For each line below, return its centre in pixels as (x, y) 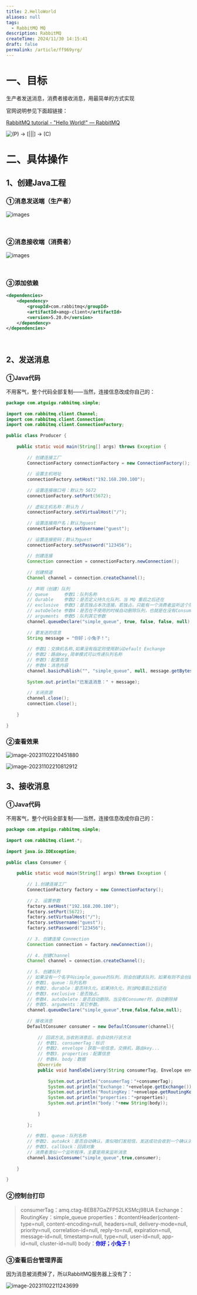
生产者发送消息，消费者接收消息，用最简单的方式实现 (70, 98)
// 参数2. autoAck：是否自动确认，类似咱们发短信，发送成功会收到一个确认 (108, 1141)
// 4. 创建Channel (49, 956)
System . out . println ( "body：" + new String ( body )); (108, 1103)
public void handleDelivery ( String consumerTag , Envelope (110, 1070)
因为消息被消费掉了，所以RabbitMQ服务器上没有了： (69, 1274)
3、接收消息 (28, 786)
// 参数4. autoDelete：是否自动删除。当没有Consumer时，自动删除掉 (102, 999)
